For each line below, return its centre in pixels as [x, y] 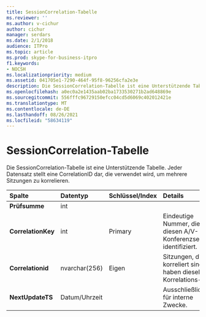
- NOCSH [16, 69]
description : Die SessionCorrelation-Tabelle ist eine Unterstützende [98, 86]
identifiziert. [180, 247]
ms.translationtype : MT [37, 103]
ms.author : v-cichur [33, 23]
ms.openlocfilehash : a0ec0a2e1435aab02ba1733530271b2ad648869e [89, 92]
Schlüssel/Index [133, 196]
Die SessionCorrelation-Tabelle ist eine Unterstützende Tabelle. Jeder [94, 168]
